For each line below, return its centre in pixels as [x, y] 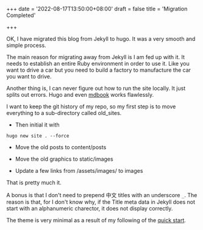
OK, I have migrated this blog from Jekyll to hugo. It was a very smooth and [101, 39]
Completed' [21, 15]
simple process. [27, 45]
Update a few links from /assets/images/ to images [79, 171]
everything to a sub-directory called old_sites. [64, 113]
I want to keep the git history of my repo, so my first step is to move [91, 106]
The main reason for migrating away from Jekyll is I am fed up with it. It [95, 57]
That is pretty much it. [34, 183]
